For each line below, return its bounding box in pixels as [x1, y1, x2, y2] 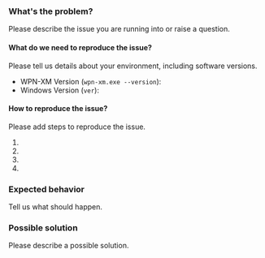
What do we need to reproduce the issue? [8, 42, 153, 52]
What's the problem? [8, 6, 93, 17]
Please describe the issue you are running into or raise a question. [8, 24, 230, 34]
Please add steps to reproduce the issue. [8, 122, 146, 131]
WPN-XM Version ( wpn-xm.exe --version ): [20, 76, 162, 86]
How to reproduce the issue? [8, 104, 108, 114]
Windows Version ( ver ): [20, 85, 100, 95]
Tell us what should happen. [8, 202, 103, 212]
